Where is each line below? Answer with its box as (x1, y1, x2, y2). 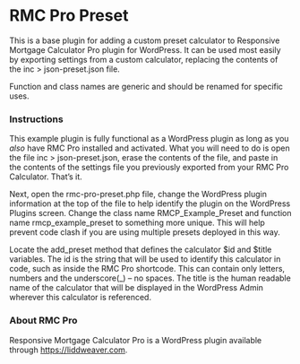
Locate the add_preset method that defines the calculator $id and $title (9, 244, 272, 256)
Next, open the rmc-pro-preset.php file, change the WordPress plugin (9, 189, 267, 200)
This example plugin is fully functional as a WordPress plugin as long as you (9, 134, 289, 144)
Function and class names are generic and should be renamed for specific (9, 81, 284, 91)
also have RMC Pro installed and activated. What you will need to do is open (9, 143, 290, 153)
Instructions (9, 113, 64, 126)
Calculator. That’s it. (9, 171, 82, 182)
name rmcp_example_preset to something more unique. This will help (9, 217, 266, 229)
